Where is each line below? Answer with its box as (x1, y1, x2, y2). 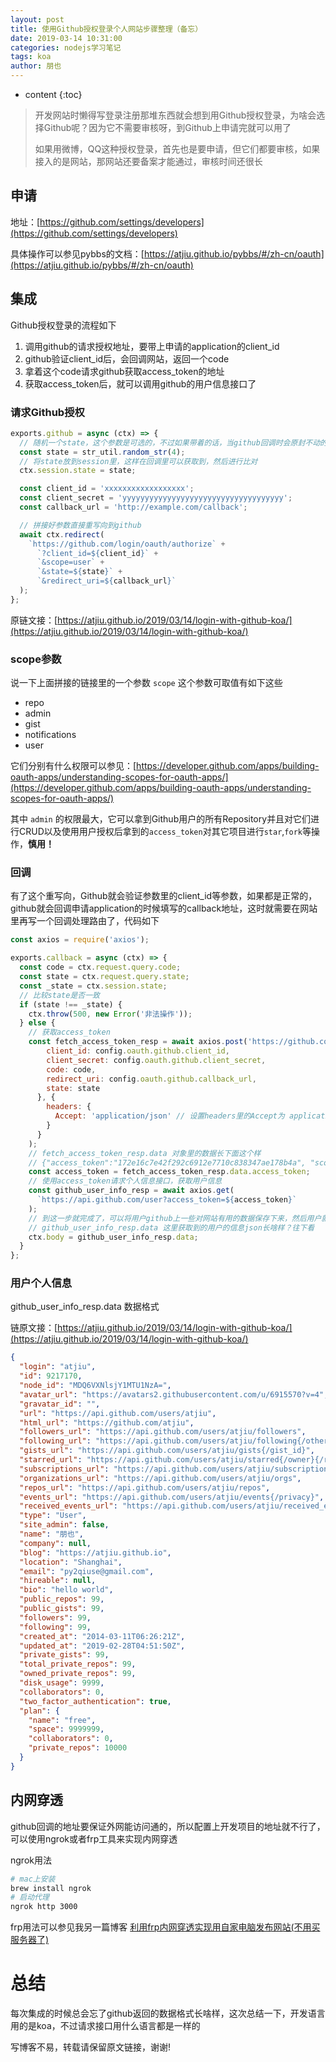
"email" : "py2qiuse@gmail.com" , (19, 1566, 155, 1576)
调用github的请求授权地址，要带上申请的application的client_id (24, 340, 280, 352)
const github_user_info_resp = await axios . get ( (28, 1186, 235, 1196)
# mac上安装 (10, 1874, 56, 1884)
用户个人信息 (10, 1276, 73, 1290)
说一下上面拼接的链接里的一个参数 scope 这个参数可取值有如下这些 (10, 677, 283, 689)
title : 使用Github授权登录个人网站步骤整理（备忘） (10, 24, 203, 34)
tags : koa (10, 52, 52, 62)
